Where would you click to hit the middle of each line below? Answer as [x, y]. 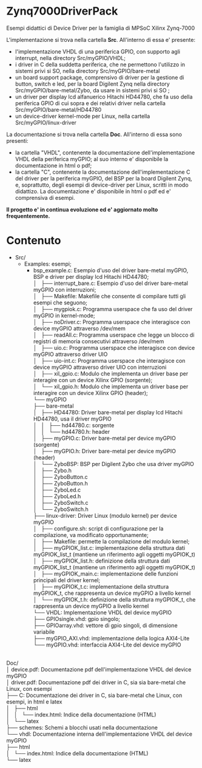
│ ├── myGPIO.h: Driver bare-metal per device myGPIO [104, 451]
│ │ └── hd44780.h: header [72, 431]
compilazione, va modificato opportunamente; [91, 535]
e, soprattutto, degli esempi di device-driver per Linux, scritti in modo [102, 185]
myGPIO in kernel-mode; [64, 315]
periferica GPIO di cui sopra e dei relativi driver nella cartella [90, 103]
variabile [44, 632]
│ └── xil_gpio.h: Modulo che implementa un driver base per [111, 386]
